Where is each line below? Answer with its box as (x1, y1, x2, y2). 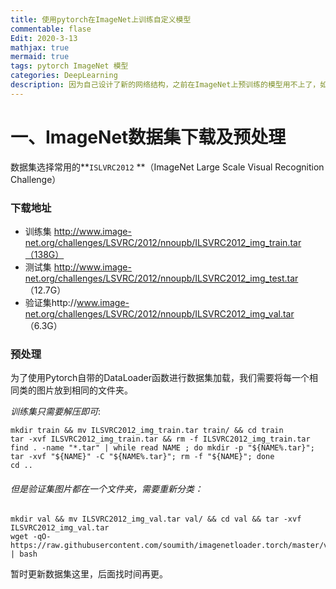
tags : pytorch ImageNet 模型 (10, 61, 129, 71)
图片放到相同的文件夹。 (36, 384, 133, 396)
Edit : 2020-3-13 (10, 33, 78, 43)
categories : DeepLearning (10, 71, 118, 81)
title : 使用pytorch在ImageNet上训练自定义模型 (10, 14, 192, 25)
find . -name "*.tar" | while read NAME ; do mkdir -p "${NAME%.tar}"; (10, 443, 315, 453)
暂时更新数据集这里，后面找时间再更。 (10, 568, 168, 580)
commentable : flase (10, 24, 92, 34)
